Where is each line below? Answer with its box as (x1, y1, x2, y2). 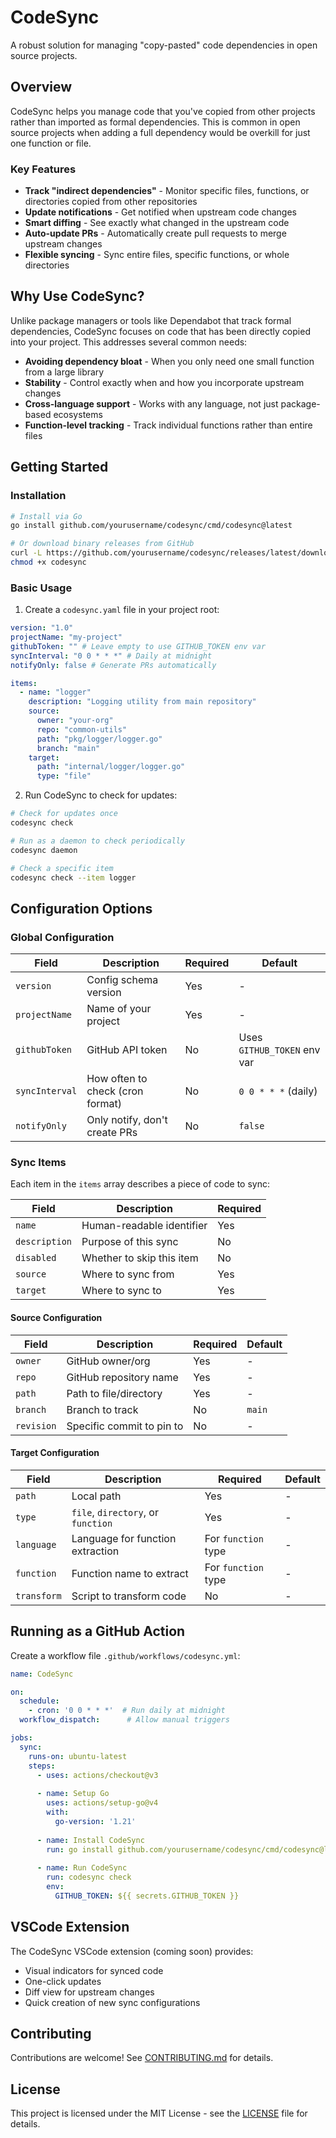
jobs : (10, 1733, 33, 1743)
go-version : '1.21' (54, 1816, 137, 1826)
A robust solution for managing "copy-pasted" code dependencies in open (10, 39, 318, 51)
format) (86, 1097, 123, 1111)
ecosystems (53, 408, 103, 420)
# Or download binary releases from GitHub (10, 539, 195, 549)
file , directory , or (71, 1505, 159, 1519)
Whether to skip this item (81, 1251, 199, 1265)
